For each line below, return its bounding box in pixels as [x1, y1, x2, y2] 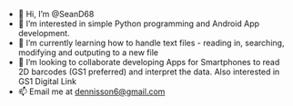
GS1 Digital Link [17, 76, 77, 86]
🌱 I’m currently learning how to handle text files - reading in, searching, [17, 37, 285, 48]
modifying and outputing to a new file [17, 47, 159, 58]
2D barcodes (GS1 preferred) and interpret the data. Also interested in [17, 66, 280, 77]
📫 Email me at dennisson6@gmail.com [17, 86, 166, 97]
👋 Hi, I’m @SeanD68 [17, 9, 95, 19]
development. [17, 28, 70, 38]
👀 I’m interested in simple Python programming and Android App [17, 18, 260, 29]
